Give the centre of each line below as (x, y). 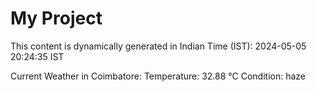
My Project (56, 18)
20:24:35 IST (37, 56)
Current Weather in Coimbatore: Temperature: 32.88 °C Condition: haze (158, 76)
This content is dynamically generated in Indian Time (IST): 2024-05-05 (158, 46)
